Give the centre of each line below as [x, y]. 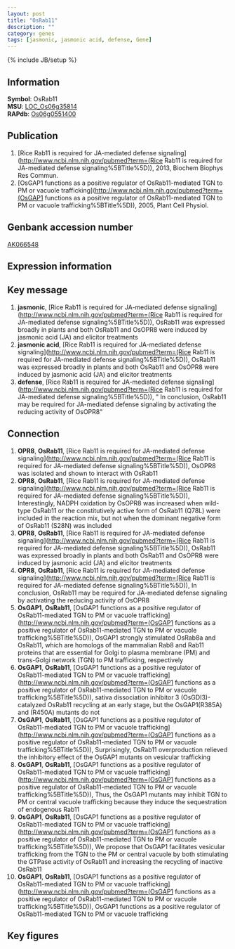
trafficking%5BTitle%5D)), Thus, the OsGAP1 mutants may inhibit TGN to [122, 794]
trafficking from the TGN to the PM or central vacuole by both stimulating [123, 854]
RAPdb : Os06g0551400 [42, 114]
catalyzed [32, 704]
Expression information [60, 266]
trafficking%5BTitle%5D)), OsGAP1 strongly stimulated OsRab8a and [116, 638]
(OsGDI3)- [196, 697]
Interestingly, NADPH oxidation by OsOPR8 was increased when [110, 503]
